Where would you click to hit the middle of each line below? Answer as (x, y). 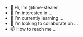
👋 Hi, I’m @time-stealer (34, 8)
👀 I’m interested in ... (31, 13)
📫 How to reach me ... (33, 29)
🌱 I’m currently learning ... (37, 18)
